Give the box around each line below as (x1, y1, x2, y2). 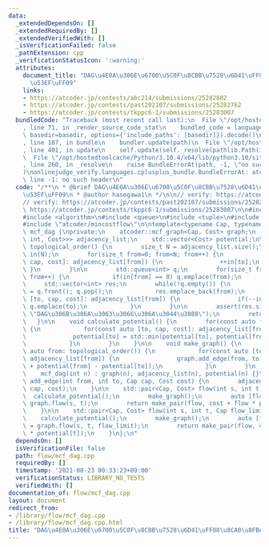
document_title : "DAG (22, 71, 94, 79)
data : (8, 11, 26, 20)
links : (22, 86, 45, 95)
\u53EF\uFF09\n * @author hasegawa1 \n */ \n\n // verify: (22, 190, 214, 199)
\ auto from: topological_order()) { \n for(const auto (22, 347, 249, 355)
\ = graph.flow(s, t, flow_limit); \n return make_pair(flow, (22, 422, 256, 430)
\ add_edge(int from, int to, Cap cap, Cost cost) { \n (22, 377, 210, 385)
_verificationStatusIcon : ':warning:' (15, 57, 146, 65)
